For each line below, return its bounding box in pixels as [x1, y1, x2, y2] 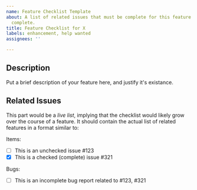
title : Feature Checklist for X [6, 25, 86, 31]
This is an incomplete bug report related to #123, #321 [14, 176, 146, 184]
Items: [6, 135, 22, 142]
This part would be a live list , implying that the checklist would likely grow [6, 112, 185, 119]
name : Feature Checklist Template [6, 8, 91, 15]
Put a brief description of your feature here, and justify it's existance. [6, 78, 174, 86]
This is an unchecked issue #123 [14, 147, 94, 154]
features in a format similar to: [6, 124, 79, 131]
